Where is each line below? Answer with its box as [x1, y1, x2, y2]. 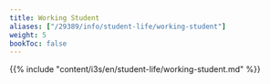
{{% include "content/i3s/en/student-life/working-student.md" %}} [9, 64, 262, 75]
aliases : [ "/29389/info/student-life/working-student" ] [9, 22, 226, 31]
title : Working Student [9, 13, 100, 23]
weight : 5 [9, 30, 47, 39]
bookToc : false [9, 38, 67, 48]
